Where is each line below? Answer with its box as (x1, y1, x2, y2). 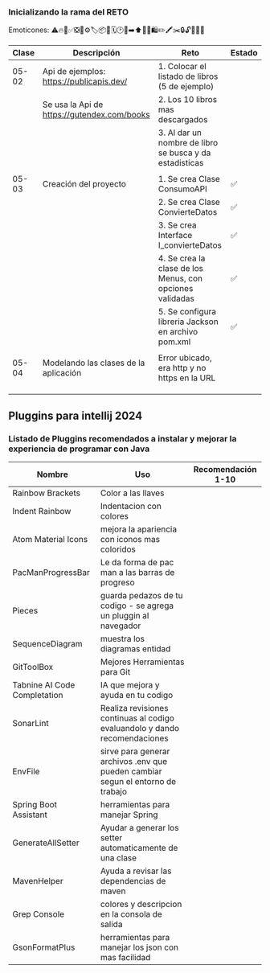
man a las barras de (100, 566, 175, 577)
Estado (230, 47, 258, 59)
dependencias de (100, 875, 166, 886)
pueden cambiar (100, 766, 162, 777)
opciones (157, 283, 194, 294)
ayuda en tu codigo (100, 689, 174, 700)
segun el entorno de (100, 775, 177, 786)
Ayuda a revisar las (100, 865, 172, 877)
